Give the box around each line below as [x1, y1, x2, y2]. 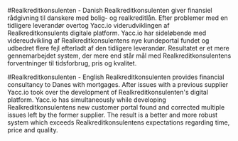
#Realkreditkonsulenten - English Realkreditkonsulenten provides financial [7, 73, 225, 81]
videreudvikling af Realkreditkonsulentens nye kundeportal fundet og [7, 36, 210, 45]
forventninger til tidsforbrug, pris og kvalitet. [7, 59, 137, 67]
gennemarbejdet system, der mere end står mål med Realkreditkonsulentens [7, 51, 232, 60]
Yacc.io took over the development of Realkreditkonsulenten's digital [7, 88, 208, 96]
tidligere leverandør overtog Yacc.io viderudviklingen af [7, 21, 170, 29]
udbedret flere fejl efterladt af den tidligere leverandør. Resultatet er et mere [7, 44, 229, 52]
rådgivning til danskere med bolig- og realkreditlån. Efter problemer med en [7, 14, 229, 22]
